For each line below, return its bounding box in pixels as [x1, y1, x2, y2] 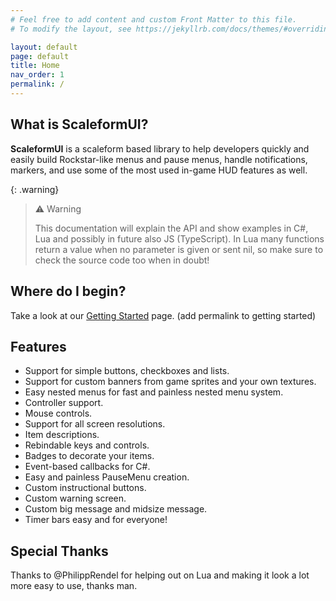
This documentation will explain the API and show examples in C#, [34, 222, 309, 234]
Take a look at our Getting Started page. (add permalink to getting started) [10, 309, 317, 321]
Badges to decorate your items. [24, 450, 155, 462]
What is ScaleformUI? [10, 116, 149, 133]
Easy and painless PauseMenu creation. [24, 471, 190, 483]
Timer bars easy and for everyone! [24, 514, 168, 526]
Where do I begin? [10, 283, 127, 300]
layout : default [10, 42, 78, 52]
